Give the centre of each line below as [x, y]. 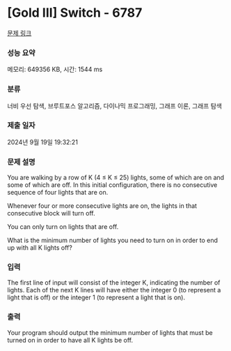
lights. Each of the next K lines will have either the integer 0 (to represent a [114, 290]
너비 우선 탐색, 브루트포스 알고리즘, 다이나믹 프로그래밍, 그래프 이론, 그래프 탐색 [115, 105]
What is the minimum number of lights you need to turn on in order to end [112, 240]
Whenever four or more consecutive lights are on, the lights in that [102, 206]
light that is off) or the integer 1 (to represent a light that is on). [96, 297]
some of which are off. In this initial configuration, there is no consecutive [112, 185]
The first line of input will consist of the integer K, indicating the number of [114, 283]
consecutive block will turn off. [51, 214]
